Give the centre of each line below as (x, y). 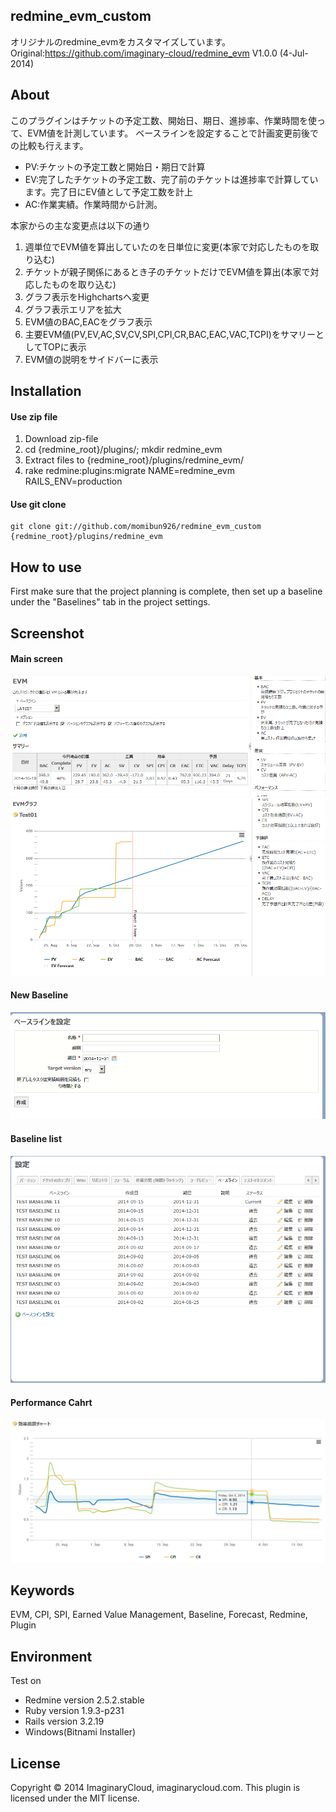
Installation (46, 391)
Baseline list (36, 1138)
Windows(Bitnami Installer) (80, 1732)
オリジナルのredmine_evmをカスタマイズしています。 (121, 41)
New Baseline (39, 995)
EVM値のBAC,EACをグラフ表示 (88, 321)
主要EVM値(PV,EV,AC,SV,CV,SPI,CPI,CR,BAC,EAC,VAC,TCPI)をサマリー (170, 334)
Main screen (36, 659)
